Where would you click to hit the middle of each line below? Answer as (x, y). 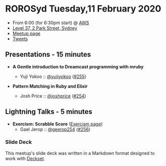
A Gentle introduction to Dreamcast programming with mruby (78, 66)
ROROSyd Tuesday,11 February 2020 (83, 9)
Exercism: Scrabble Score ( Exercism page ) (58, 124)
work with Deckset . (25, 158)
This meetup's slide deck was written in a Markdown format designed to (80, 153)
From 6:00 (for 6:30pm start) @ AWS (51, 23)
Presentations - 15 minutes (48, 55)
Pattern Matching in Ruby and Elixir (50, 86)
